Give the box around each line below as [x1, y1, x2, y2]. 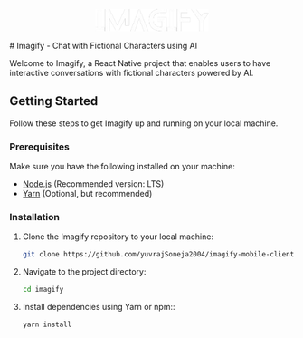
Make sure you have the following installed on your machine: [9, 160, 235, 171]
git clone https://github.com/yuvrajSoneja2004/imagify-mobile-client [22, 250, 295, 259]
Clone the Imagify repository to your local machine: [22, 231, 214, 242]
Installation [9, 210, 61, 223]
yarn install [22, 320, 72, 329]
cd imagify [22, 285, 64, 295]
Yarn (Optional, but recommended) [22, 188, 153, 198]
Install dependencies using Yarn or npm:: [22, 301, 175, 312]
